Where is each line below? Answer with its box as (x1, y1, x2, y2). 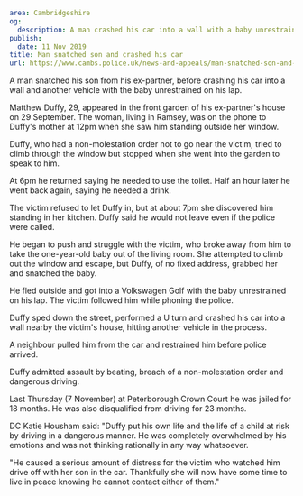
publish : (9, 33, 42, 42)
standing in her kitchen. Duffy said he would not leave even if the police (9, 212, 276, 223)
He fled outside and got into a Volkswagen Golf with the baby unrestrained (9, 285, 287, 297)
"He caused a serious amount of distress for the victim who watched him (9, 457, 280, 468)
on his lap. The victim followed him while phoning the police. (9, 295, 234, 306)
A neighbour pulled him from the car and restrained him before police (9, 339, 267, 351)
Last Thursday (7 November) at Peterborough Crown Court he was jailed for (9, 393, 291, 405)
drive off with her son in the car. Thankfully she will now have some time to (9, 467, 288, 478)
